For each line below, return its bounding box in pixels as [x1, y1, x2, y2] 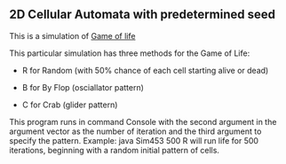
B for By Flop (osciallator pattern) [21, 82, 145, 92]
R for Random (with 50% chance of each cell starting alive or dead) [21, 65, 269, 75]
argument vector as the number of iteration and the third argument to [9, 126, 262, 137]
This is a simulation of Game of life [9, 30, 136, 41]
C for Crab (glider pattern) [21, 99, 118, 110]
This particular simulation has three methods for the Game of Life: [9, 48, 250, 59]
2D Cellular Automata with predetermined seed [9, 7, 275, 22]
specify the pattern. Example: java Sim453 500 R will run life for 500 [9, 135, 259, 145]
